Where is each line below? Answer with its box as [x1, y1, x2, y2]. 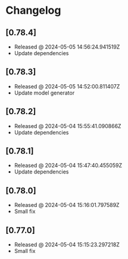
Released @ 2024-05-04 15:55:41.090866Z [14, 122, 121, 129]
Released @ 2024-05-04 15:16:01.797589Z [14, 202, 120, 209]
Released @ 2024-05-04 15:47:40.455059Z [14, 162, 123, 169]
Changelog [5, 4, 61, 17]
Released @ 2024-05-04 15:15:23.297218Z [14, 241, 120, 248]
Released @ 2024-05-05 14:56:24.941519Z [14, 43, 120, 50]
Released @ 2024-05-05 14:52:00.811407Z [14, 83, 120, 90]
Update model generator [14, 89, 75, 96]
